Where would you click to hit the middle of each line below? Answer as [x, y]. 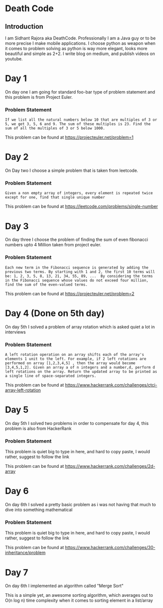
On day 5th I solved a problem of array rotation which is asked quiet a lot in [80, 327]
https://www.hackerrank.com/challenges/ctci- [111, 385]
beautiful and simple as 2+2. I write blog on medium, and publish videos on [80, 54]
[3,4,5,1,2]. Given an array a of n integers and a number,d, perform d [80, 367]
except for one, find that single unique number [55, 198]
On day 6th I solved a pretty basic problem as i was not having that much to [81, 505]
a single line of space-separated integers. [51, 376]
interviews [15, 332]
